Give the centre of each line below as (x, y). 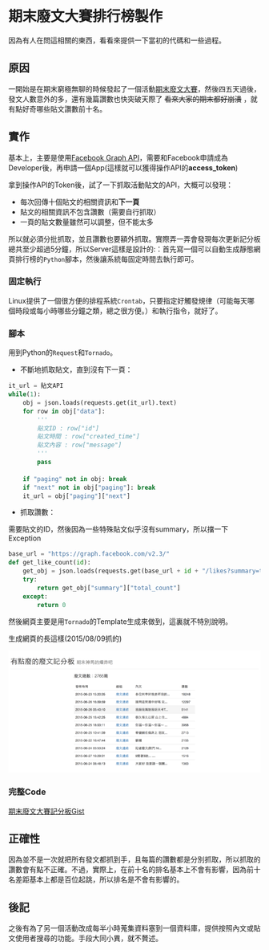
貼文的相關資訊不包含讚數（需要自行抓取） (90, 212)
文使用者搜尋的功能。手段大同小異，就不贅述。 (85, 938)
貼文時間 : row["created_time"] (88, 437)
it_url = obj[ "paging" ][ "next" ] (76, 496)
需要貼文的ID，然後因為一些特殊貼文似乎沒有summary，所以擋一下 (118, 529)
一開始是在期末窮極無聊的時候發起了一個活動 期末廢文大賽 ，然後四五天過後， (134, 88)
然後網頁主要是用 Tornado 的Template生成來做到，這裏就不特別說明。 (120, 621)
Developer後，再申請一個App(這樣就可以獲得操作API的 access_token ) (123, 167)
